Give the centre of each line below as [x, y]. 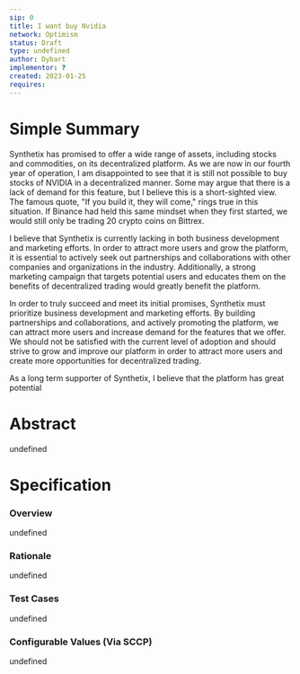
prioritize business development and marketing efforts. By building [132, 313]
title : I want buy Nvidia [57, 26]
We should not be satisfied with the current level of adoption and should [143, 341]
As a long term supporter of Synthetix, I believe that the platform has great [147, 377]
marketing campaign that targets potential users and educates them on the [148, 276]
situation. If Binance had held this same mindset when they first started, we [149, 211]
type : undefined [40, 51]
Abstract [43, 424]
